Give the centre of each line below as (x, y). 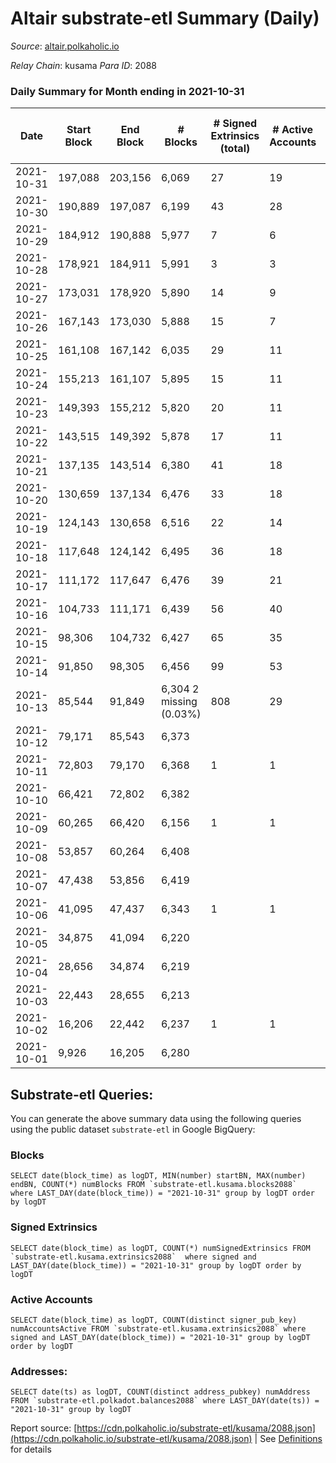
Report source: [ (44, 1428)
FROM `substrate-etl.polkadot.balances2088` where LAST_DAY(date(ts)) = (165, 1401)
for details (31, 1449)
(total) (235, 149)
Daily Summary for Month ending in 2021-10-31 (127, 91)
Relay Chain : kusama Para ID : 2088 (84, 65)
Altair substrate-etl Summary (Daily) (165, 18)
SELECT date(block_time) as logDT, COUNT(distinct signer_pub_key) (154, 1320)
